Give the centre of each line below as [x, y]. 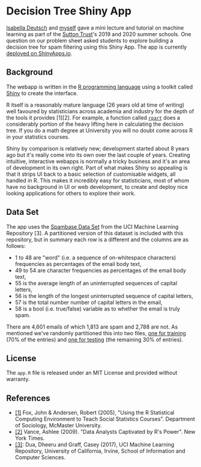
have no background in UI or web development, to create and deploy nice [97, 187]
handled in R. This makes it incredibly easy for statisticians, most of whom [98, 180]
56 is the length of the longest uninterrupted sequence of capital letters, [104, 295]
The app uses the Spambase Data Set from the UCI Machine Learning [92, 226]
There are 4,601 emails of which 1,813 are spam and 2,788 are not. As [92, 327]
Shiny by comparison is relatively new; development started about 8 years [98, 148]
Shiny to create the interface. [42, 93]
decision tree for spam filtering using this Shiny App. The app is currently [97, 47]
